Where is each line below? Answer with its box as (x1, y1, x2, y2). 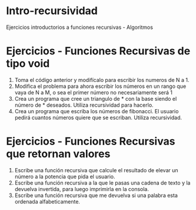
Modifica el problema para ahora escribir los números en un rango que (14, 83, 187, 90)
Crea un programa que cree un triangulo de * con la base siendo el (14, 95, 177, 102)
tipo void (6, 57, 50, 70)
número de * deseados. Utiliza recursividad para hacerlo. (14, 101, 154, 109)
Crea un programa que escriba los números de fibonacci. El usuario (14, 107, 179, 114)
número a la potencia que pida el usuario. (14, 173, 115, 180)
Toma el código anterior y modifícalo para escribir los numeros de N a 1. (14, 76, 190, 83)
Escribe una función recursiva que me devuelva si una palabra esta (14, 192, 178, 199)
